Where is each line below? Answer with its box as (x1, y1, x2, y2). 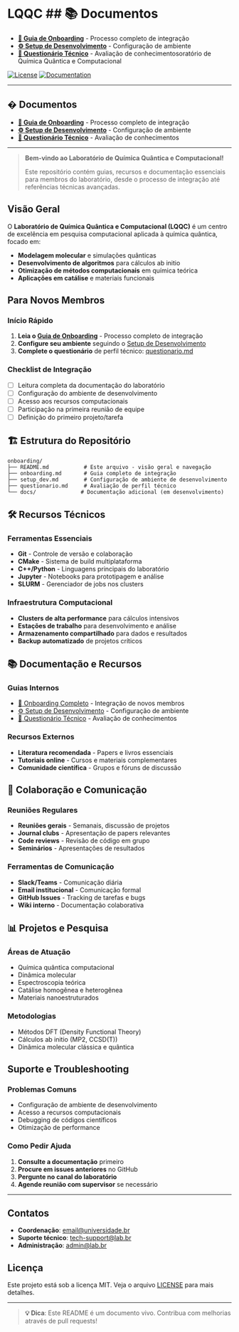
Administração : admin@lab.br (17, 1241, 107, 1249)
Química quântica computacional (17, 963, 115, 972)
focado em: (7, 237, 41, 245)
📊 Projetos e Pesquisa (7, 922, 109, 934)
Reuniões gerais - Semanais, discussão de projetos (17, 821, 170, 830)
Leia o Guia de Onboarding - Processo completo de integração (17, 332, 203, 340)
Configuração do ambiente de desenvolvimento (17, 388, 158, 397)
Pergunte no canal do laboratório (17, 1172, 117, 1181)
